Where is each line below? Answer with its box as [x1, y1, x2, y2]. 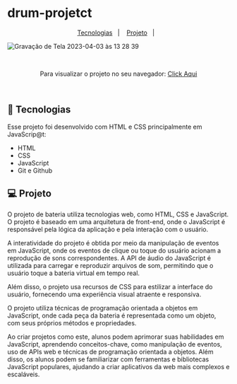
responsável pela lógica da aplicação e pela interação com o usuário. [7, 225, 209, 233]
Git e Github [17, 166, 53, 175]
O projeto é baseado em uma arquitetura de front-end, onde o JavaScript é [7, 217, 226, 226]
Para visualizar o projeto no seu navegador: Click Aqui [39, 69, 197, 78]
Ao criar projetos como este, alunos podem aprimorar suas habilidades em [7, 332, 224, 341]
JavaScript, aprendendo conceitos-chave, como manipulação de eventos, [7, 339, 222, 348]
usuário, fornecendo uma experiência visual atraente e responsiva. [7, 290, 202, 298]
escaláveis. [7, 370, 40, 378]
